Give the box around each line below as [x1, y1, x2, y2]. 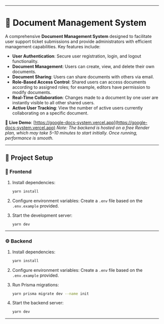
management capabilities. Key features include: [5, 43, 101, 49]
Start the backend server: [12, 300, 64, 306]
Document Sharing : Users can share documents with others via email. [12, 74, 154, 79]
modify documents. [12, 89, 52, 95]
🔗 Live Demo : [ [5, 119, 35, 125]
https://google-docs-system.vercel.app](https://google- [35, 119, 148, 125]
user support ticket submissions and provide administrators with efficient [5, 38, 152, 44]
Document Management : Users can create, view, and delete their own [12, 63, 155, 69]
